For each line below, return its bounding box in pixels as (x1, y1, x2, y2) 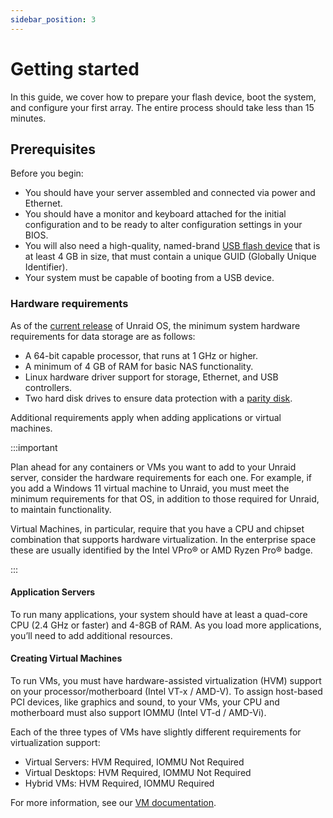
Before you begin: (10, 167, 84, 180)
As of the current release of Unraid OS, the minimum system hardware (10, 319, 301, 331)
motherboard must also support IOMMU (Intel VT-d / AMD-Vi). (10, 707, 267, 719)
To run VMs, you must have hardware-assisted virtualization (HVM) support (10, 675, 322, 687)
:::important (10, 441, 58, 453)
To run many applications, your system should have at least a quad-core (10, 608, 308, 620)
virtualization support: (10, 737, 101, 749)
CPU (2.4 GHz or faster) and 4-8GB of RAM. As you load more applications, (10, 619, 322, 631)
